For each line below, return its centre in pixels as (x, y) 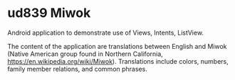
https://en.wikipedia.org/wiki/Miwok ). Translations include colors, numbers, (118, 61)
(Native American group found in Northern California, (85, 54)
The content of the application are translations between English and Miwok (117, 46)
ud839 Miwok (49, 13)
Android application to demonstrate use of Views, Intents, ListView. (106, 33)
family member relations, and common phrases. (77, 69)
